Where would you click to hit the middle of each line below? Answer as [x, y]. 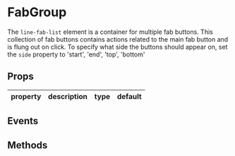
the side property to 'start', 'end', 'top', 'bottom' [76, 54]
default [129, 96]
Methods [28, 145]
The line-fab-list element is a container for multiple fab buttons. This [110, 32]
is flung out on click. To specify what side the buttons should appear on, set [117, 47]
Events [23, 121]
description [68, 96]
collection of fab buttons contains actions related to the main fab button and [118, 39]
